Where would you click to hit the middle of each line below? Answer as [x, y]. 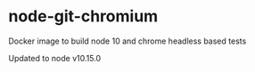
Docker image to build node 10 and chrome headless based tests [127, 41]
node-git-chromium [83, 16]
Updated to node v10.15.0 [55, 58]
